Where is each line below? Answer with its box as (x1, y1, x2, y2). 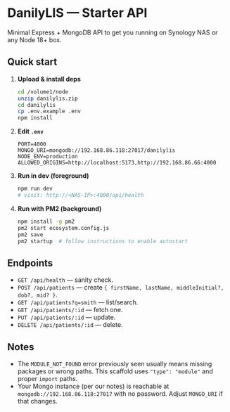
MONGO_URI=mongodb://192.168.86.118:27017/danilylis (17, 147, 176, 154)
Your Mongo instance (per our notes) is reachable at (17, 382, 170, 390)
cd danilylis (17, 101, 56, 108)
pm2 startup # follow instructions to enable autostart (17, 238, 189, 245)
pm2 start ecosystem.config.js (17, 224, 110, 231)
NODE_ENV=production (17, 153, 78, 160)
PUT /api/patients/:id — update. (17, 313, 116, 321)
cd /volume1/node (17, 88, 69, 96)
